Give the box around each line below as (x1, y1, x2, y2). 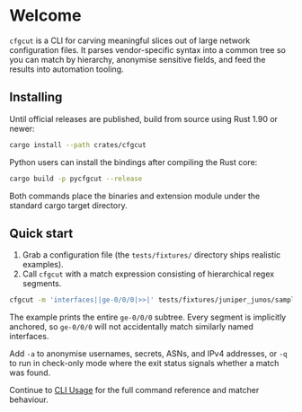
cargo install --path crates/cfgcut (9, 140, 147, 149)
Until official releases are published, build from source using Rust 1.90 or (9, 113, 279, 124)
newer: (9, 123, 35, 134)
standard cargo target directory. (9, 199, 128, 211)
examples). (22, 259, 65, 270)
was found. (9, 367, 51, 378)
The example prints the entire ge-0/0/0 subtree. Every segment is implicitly (9, 311, 287, 323)
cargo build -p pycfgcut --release (9, 174, 143, 183)
